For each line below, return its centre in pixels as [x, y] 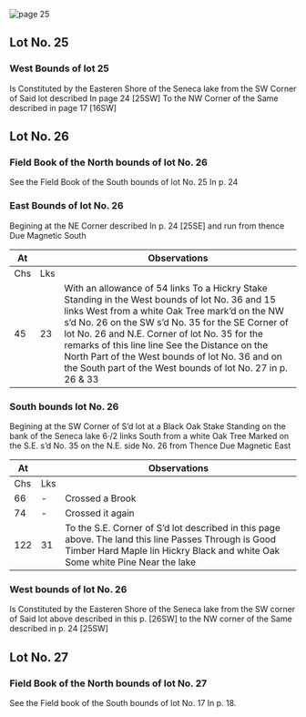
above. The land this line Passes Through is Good [170, 539]
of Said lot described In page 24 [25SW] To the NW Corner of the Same [144, 98]
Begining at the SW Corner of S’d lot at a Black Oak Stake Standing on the [148, 426]
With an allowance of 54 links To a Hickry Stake [165, 288]
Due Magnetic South [48, 235]
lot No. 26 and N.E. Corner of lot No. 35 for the [163, 333]
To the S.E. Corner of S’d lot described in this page [173, 528]
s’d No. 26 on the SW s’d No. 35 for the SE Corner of [176, 322]
